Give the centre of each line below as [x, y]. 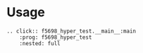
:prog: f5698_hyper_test [56, 37]
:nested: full [40, 43]
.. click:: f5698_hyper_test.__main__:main [71, 31]
